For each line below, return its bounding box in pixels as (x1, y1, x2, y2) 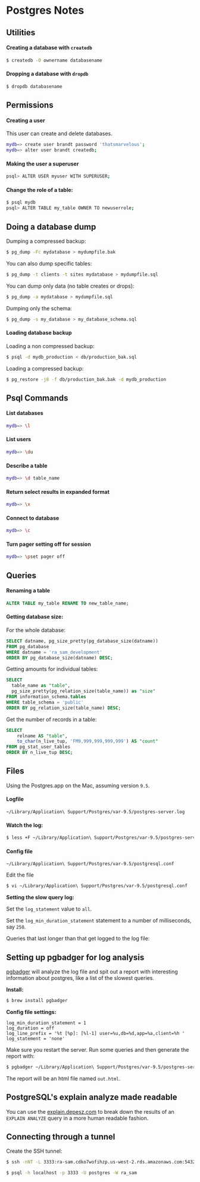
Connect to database (6, 514, 60, 521)
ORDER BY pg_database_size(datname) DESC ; (6, 655, 113, 661)
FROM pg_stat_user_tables (6, 744, 70, 750)
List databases (6, 410, 43, 417)
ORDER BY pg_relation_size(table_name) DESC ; (6, 705, 121, 711)
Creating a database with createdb (6, 44, 92, 51)
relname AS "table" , (17, 733, 68, 739)
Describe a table (6, 462, 48, 469)
